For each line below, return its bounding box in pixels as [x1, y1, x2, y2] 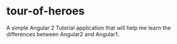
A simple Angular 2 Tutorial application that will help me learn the [6, 24, 171, 31]
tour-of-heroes [6, 4, 85, 18]
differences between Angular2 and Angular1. [6, 30, 120, 37]
